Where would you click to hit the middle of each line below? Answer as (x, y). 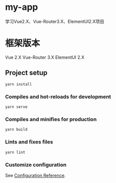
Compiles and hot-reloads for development (58, 96)
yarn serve (16, 107)
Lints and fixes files (29, 142)
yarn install (19, 84)
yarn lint (15, 152)
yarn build (16, 130)
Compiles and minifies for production (51, 119)
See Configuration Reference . (35, 175)
